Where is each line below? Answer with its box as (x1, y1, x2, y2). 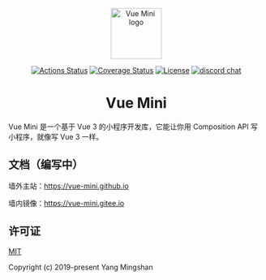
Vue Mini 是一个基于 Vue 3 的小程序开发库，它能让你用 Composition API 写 (8, 122, 258, 131)
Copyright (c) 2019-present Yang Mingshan (8, 262, 153, 272)
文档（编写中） (8, 158, 84, 172)
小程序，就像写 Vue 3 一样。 (8, 131, 104, 141)
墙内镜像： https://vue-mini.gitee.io (8, 198, 125, 208)
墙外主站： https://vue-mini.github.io (8, 181, 130, 191)
